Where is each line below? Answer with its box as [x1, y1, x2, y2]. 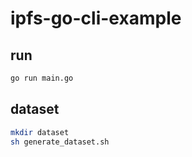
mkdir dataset [10, 127, 70, 137]
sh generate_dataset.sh [10, 137, 110, 147]
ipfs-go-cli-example [10, 7, 182, 30]
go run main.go [10, 73, 74, 83]
